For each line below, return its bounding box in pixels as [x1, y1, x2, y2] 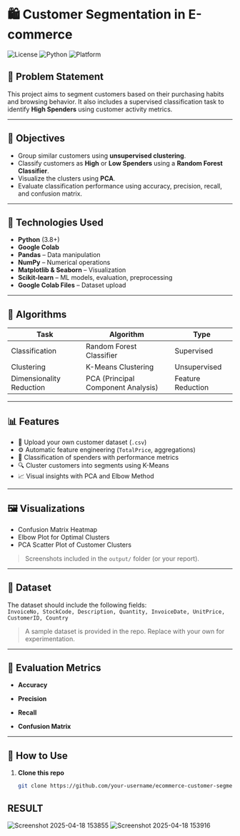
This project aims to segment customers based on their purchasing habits [7, 89, 224, 98]
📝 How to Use [7, 750, 68, 762]
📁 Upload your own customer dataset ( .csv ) [17, 438, 147, 446]
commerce [7, 26, 73, 43]
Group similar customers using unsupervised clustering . [17, 151, 186, 160]
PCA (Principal [85, 373, 135, 383]
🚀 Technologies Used [7, 216, 104, 228]
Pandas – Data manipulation [17, 251, 101, 259]
